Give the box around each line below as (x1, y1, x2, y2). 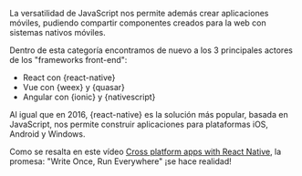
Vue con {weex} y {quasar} (22, 82, 125, 92)
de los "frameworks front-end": (9, 55, 128, 65)
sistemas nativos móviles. (9, 27, 107, 37)
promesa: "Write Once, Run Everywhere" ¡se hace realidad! (9, 156, 233, 167)
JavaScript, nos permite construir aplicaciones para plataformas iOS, (9, 119, 269, 129)
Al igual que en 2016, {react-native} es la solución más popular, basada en (9, 109, 289, 119)
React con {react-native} (22, 72, 116, 83)
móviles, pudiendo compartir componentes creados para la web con (9, 17, 266, 28)
